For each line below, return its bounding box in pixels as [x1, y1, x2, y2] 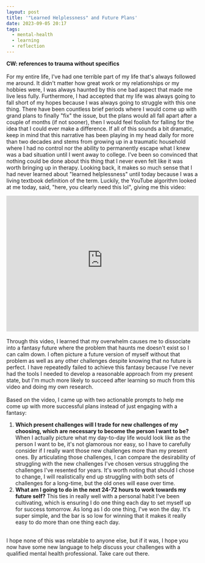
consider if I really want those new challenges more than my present [15, 447, 187, 454]
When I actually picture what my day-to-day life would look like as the [15, 434, 191, 441]
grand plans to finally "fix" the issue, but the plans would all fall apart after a [6, 111, 197, 119]
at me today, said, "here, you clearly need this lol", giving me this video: [6, 183, 186, 190]
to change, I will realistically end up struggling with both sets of [15, 472, 174, 480]
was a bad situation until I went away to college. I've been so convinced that [6, 151, 198, 158]
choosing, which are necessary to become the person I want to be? [15, 427, 189, 434]
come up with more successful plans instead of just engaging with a [6, 402, 178, 410]
